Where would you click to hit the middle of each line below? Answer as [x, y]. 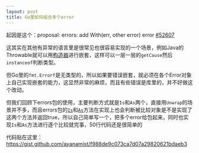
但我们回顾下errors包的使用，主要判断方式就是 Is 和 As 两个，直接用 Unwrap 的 [97, 102]
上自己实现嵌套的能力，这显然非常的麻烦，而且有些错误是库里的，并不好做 [97, 82]
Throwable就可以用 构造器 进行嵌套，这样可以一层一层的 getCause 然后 [89, 55]
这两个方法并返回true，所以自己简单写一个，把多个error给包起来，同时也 [95, 117]
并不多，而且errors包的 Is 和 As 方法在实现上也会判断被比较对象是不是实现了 [102, 110]
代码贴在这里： [24, 137]
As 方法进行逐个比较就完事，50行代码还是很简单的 [82, 125]
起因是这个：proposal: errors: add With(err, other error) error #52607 [90, 35]
